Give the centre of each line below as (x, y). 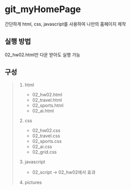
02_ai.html (43, 110)
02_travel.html (47, 100)
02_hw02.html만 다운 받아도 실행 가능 (42, 55)
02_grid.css (44, 152)
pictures (33, 182)
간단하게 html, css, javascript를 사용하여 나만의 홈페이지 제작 (65, 24)
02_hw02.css (46, 130)
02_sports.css (47, 141)
